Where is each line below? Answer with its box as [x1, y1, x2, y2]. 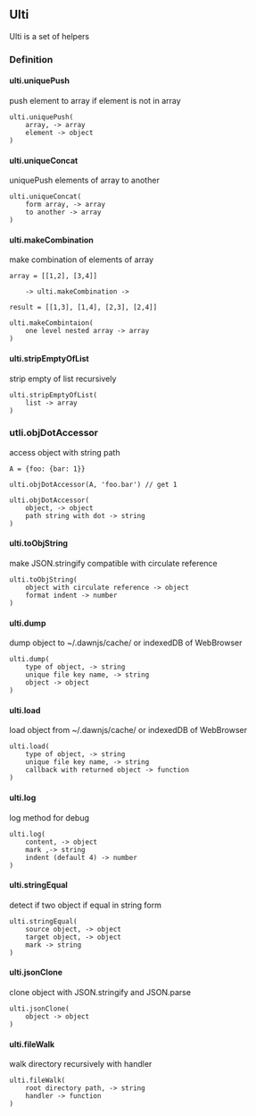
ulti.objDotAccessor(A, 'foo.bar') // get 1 [9, 480, 178, 489]
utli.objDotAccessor [9, 427, 99, 439]
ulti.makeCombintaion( [9, 319, 94, 328]
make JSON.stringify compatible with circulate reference [9, 558, 219, 569]
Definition [9, 53, 54, 65]
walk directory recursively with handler [9, 1059, 153, 1069]
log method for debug [9, 812, 90, 822]
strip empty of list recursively [9, 373, 117, 384]
